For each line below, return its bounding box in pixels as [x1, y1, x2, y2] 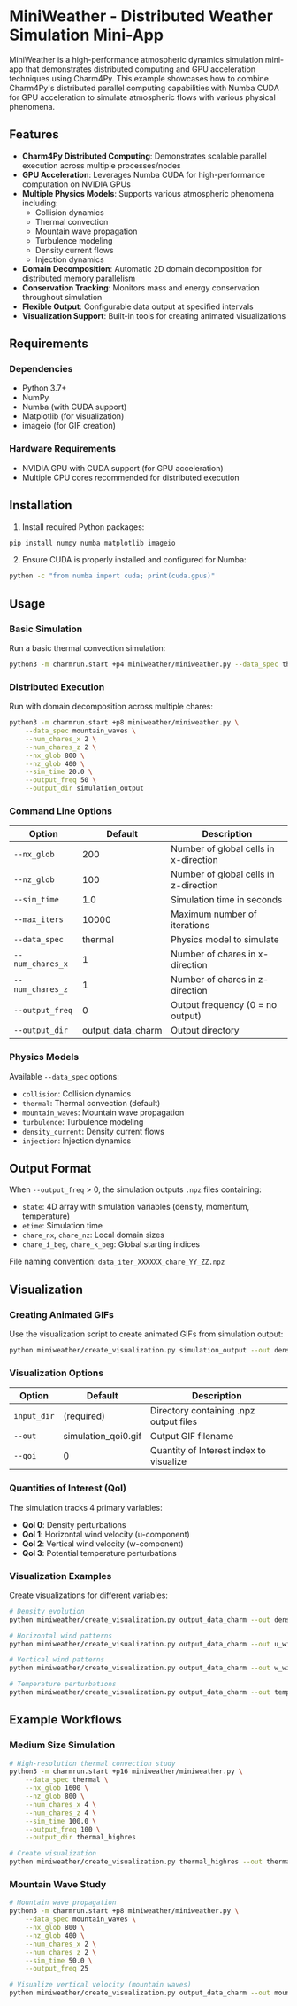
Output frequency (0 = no [171, 999, 277, 1011]
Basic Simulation [9, 623, 83, 635]
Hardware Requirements [9, 443, 117, 455]
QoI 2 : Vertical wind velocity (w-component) [21, 1538, 184, 1549]
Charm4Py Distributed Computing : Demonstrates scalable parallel [21, 151, 267, 161]
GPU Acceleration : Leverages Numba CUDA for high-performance [21, 169, 265, 180]
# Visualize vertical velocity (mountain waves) [9, 1980, 192, 1989]
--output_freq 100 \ [25, 1824, 101, 1834]
